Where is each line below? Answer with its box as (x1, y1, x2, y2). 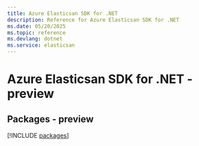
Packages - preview (7, 113, 94, 125)
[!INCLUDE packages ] (7, 132, 69, 139)
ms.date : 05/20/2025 (7, 23, 67, 29)
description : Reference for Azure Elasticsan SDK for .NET (7, 16, 180, 23)
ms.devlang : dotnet (7, 36, 63, 42)
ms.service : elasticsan (7, 42, 75, 49)
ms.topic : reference (7, 29, 67, 36)
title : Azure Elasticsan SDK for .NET (7, 10, 118, 17)
